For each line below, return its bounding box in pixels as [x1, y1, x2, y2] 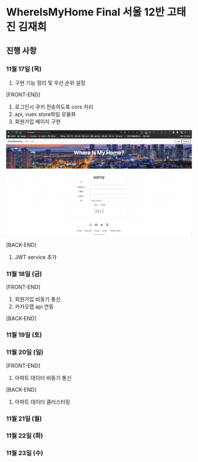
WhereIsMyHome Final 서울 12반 [6, 5, 165, 19]
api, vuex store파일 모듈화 [14, 110, 76, 118]
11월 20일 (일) [6, 348, 44, 356]
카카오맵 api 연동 [14, 303, 54, 310]
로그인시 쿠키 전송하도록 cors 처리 [14, 103, 94, 110]
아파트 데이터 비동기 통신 [14, 374, 72, 381]
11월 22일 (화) [6, 432, 43, 440]
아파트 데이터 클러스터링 [14, 398, 71, 405]
